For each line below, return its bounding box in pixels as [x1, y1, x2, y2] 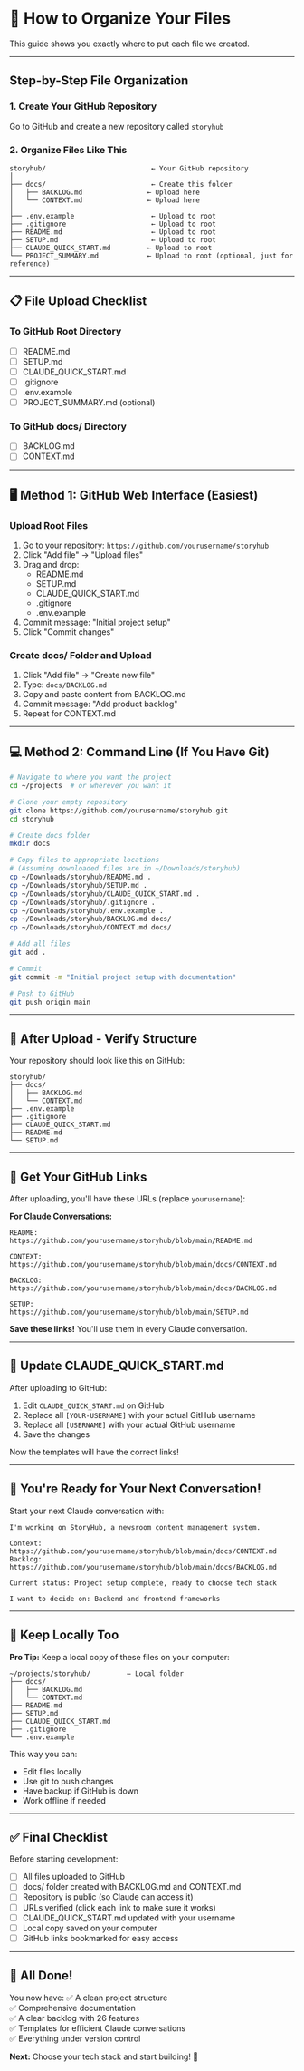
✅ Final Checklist [9, 1829, 109, 1844]
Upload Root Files [9, 519, 89, 531]
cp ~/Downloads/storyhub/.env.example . [9, 906, 165, 915]
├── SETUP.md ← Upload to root [9, 235, 217, 244]
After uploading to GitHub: [9, 1382, 108, 1393]
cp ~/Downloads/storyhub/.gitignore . [9, 898, 156, 907]
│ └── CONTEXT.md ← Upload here [9, 195, 201, 205]
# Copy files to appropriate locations [9, 856, 160, 865]
